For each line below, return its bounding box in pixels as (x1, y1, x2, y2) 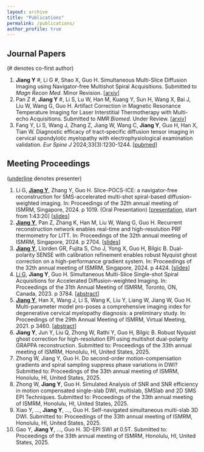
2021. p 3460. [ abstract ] (15, 322, 77, 329)
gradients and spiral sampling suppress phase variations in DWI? (15, 361, 178, 368)
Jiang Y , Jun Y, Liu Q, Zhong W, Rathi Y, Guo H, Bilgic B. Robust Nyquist (15, 329, 196, 336)
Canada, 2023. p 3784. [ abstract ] (15, 290, 100, 297)
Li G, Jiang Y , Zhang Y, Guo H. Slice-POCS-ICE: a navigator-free (15, 186, 178, 193)
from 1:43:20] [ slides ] (15, 212, 70, 220)
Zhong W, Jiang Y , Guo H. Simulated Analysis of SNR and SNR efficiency (15, 380, 199, 388)
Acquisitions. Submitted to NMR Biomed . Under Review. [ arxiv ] (30, 115, 187, 122)
